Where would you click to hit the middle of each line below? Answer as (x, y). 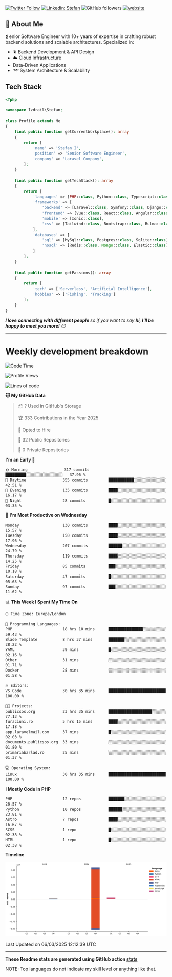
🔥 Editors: (17, 685)
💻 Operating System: (28, 768)
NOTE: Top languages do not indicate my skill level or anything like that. (81, 969)
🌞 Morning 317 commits (47, 470)
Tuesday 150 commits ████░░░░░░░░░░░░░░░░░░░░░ (86, 535)
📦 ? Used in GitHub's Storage (50, 406)
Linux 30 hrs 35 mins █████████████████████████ (86, 774)
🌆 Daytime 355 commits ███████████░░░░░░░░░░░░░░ (86, 480)
